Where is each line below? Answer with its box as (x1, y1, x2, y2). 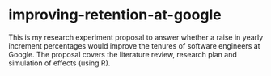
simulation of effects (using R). (8, 58, 111, 68)
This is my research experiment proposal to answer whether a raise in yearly (8, 32, 264, 42)
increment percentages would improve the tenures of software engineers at (8, 40, 260, 50)
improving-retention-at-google (8, 6, 222, 24)
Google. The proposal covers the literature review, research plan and (8, 49, 237, 59)
